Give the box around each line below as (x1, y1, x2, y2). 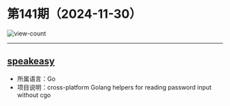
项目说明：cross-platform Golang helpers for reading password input (16, 83, 212, 91)
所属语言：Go (16, 75, 56, 83)
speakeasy (7, 55, 55, 67)
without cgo (16, 90, 51, 99)
